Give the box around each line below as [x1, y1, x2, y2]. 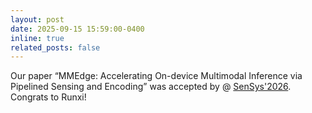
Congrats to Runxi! [10, 91, 87, 103]
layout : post [10, 14, 65, 25]
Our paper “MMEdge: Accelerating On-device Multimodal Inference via [10, 70, 303, 82]
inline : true [10, 33, 65, 43]
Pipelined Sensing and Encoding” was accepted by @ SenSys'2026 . [10, 81, 292, 93]
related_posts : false [10, 42, 101, 53]
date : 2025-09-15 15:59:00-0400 [10, 24, 145, 34]
